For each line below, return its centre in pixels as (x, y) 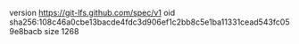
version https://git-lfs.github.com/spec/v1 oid (92, 13)
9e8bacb (26, 31)
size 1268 (62, 31)
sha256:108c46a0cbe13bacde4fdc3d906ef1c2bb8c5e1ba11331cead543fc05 (149, 22)
